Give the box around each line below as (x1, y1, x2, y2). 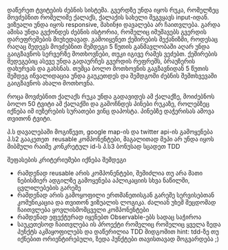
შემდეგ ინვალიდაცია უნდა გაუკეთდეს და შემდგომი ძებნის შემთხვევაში (7, 72, 218, 80)
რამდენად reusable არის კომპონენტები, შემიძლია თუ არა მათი (17, 169, 203, 177)
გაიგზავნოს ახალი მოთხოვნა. (7, 79, 95, 87)
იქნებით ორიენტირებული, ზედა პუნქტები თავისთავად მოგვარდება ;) (17, 235, 219, 243)
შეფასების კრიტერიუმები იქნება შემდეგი (7, 156, 127, 164)
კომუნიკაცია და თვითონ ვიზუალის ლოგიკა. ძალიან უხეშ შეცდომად (17, 198, 216, 206)
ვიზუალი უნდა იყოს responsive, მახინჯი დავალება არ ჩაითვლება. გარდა (7, 21, 220, 28)
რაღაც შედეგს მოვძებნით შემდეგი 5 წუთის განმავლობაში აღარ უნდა (7, 43, 210, 50)
